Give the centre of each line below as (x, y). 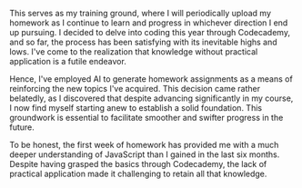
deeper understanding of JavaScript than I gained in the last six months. (145, 154)
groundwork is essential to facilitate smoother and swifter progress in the (146, 118)
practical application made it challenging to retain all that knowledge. (138, 173)
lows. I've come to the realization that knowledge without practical (134, 52)
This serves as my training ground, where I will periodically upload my (140, 13)
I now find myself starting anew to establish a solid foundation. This (136, 108)
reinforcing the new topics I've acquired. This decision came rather (135, 89)
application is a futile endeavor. (68, 61)
